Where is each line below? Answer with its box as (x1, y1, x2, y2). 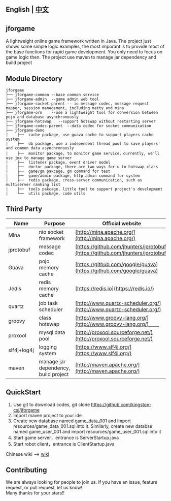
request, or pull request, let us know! (6, 485, 83, 491)
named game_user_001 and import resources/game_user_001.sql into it (13, 428, 161, 434)
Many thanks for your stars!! (6, 490, 65, 496)
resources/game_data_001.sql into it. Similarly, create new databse (13, 423, 153, 429)
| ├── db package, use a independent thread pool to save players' (6, 141, 160, 146)
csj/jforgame (13, 406, 40, 413)
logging (39, 343, 57, 350)
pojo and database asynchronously (6, 114, 79, 120)
